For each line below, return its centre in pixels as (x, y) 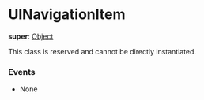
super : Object (31, 36)
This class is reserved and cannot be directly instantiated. (102, 51)
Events (22, 72)
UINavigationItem (67, 15)
